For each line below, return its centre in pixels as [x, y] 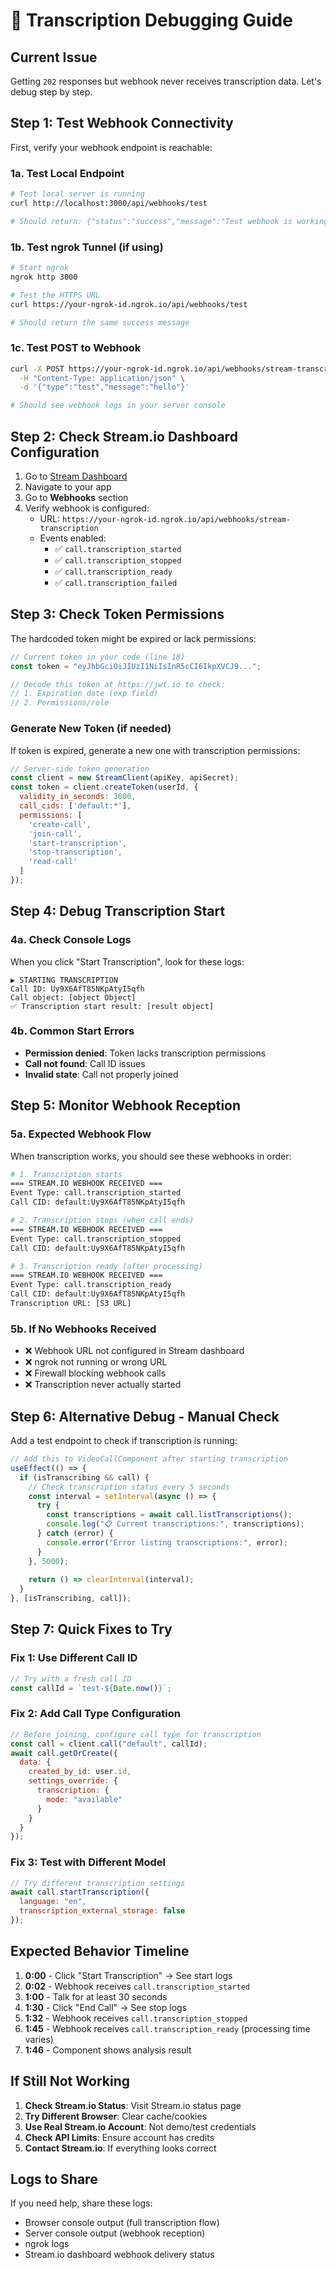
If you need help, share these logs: [81, 2203]
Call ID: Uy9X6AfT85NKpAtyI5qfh [77, 989]
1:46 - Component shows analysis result [108, 2050]
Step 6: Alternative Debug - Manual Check [145, 1416]
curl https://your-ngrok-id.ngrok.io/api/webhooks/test [129, 304]
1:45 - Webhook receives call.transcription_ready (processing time [167, 2028]
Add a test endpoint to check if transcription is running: [124, 1441]
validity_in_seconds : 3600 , [78, 797]
